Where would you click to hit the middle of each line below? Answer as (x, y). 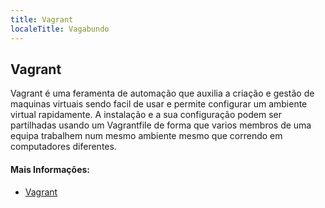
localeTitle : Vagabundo (60, 29)
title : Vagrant (42, 19)
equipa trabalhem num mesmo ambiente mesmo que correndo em (146, 136)
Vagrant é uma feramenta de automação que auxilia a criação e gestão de (162, 93)
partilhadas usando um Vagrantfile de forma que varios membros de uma (161, 125)
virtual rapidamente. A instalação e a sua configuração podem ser (146, 115)
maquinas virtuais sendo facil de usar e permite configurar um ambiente (159, 104)
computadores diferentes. (63, 147)
